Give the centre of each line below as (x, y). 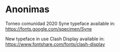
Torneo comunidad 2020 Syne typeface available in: (61, 23)
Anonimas (28, 9)
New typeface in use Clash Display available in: (55, 39)
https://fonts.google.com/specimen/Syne (49, 29)
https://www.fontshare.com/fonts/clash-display (55, 44)
